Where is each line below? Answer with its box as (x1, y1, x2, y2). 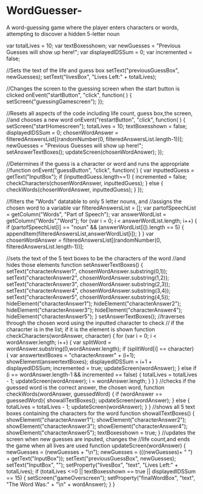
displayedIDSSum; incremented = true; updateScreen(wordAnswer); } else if (6, 364, 197, 371)
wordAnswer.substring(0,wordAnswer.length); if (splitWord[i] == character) (6, 345, 194, 352)
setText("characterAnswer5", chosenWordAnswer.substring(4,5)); (6, 293, 170, 301)
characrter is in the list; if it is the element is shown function (6, 326, 156, 333)
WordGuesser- (6, 4, 82, 18)
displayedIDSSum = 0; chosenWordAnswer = (6, 129, 119, 136)
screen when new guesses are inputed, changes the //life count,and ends (6, 435, 190, 442)
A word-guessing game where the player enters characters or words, (6, 24, 179, 31)
